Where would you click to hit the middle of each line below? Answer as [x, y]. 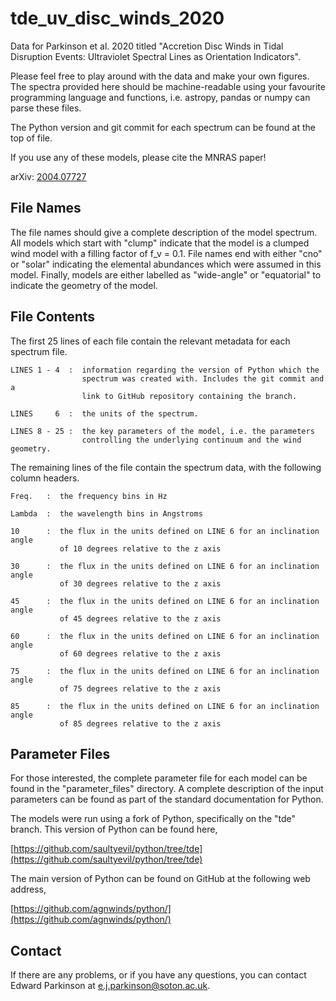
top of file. [31, 138]
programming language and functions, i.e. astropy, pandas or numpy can [160, 97]
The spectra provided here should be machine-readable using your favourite [168, 86]
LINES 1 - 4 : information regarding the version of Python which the [165, 370]
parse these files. [46, 108]
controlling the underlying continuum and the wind [191, 440]
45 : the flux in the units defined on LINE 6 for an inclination [165, 601]
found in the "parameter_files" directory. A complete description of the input [167, 789]
